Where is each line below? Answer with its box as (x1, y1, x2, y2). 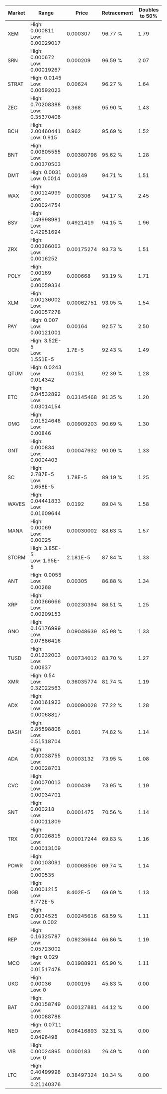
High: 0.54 (30, 672, 56, 679)
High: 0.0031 (30, 169, 62, 175)
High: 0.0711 (30, 1021, 62, 1028)
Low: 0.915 (30, 134, 57, 141)
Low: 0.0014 (30, 175, 61, 182)
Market (7, 9, 26, 16)
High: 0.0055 (30, 572, 62, 578)
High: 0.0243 (30, 364, 62, 371)
